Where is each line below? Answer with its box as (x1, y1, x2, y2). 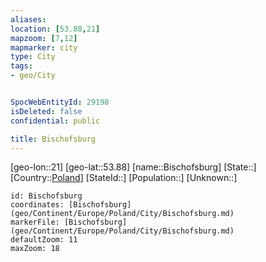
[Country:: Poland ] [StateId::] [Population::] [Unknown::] (10, 172, 238, 184)
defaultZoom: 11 (10, 235, 78, 245)
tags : (10, 61, 33, 71)
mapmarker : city (10, 42, 78, 53)
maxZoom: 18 (10, 244, 60, 254)
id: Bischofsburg (10, 191, 83, 201)
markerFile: (10, 217, 60, 228)
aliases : (10, 14, 47, 25)
